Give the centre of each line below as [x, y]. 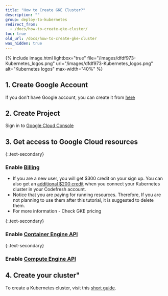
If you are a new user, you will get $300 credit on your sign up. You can [88, 178]
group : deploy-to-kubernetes [36, 19]
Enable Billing [22, 167]
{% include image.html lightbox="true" [46, 58]
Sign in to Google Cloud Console [40, 125]
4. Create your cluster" [43, 275]
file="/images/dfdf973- [112, 58]
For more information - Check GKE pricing [57, 211]
